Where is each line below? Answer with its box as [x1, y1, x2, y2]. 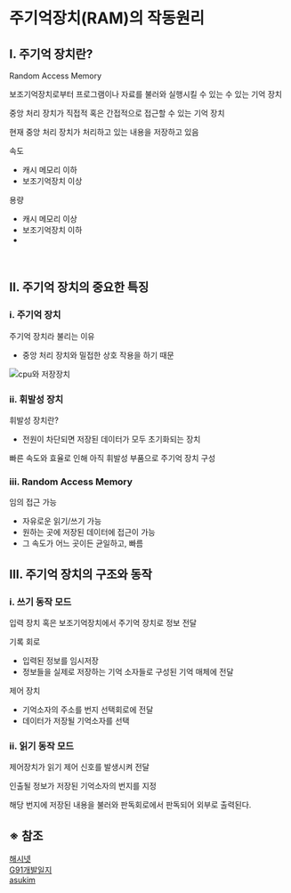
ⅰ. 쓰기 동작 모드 [9, 596, 72, 608]
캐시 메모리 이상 [21, 214, 77, 223]
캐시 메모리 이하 [21, 165, 77, 175]
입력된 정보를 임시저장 [21, 655, 100, 666]
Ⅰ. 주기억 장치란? [9, 46, 93, 61]
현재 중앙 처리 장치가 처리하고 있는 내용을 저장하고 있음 [9, 126, 199, 137]
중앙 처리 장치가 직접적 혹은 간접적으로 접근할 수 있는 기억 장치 [9, 108, 225, 118]
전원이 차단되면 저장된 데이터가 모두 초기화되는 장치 [21, 434, 201, 444]
